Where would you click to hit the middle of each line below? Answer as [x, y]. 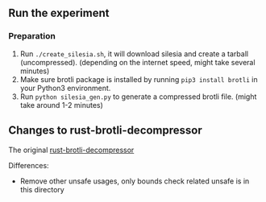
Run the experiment [59, 13]
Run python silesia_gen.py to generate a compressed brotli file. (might [138, 97]
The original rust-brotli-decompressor [71, 150]
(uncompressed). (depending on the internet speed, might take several [137, 62]
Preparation [32, 36]
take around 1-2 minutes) [61, 105]
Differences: [29, 165]
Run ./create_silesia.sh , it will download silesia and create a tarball [134, 54]
